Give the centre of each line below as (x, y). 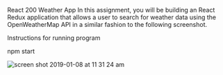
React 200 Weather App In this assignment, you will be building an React (111, 10)
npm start (21, 51)
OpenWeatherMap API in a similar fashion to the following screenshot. (107, 24)
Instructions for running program (54, 38)
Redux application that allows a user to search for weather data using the (112, 17)
